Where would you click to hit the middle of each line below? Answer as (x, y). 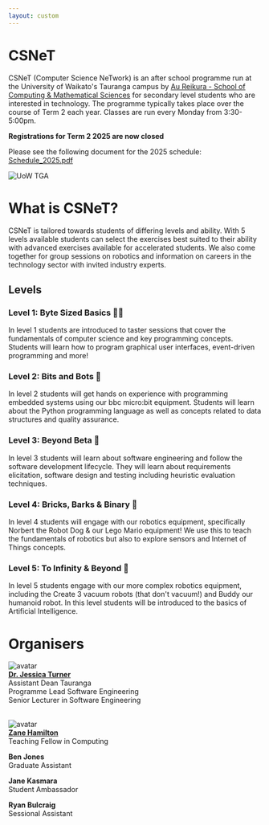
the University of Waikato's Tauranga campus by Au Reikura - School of (127, 86)
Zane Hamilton (33, 733)
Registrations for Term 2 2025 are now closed (86, 136)
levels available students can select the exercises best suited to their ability (132, 239)
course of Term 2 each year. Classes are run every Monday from (115, 112)
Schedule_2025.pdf (41, 160)
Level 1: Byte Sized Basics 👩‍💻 (66, 312)
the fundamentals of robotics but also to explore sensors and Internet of (127, 539)
